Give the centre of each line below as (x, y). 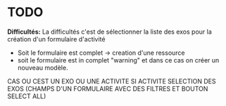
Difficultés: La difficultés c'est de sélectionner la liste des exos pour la (110, 32)
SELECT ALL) (27, 96)
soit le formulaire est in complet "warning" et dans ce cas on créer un (118, 60)
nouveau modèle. (43, 67)
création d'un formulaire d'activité (56, 39)
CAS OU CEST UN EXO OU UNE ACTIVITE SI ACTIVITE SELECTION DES (112, 81)
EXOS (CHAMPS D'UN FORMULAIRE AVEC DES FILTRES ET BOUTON (108, 88)
